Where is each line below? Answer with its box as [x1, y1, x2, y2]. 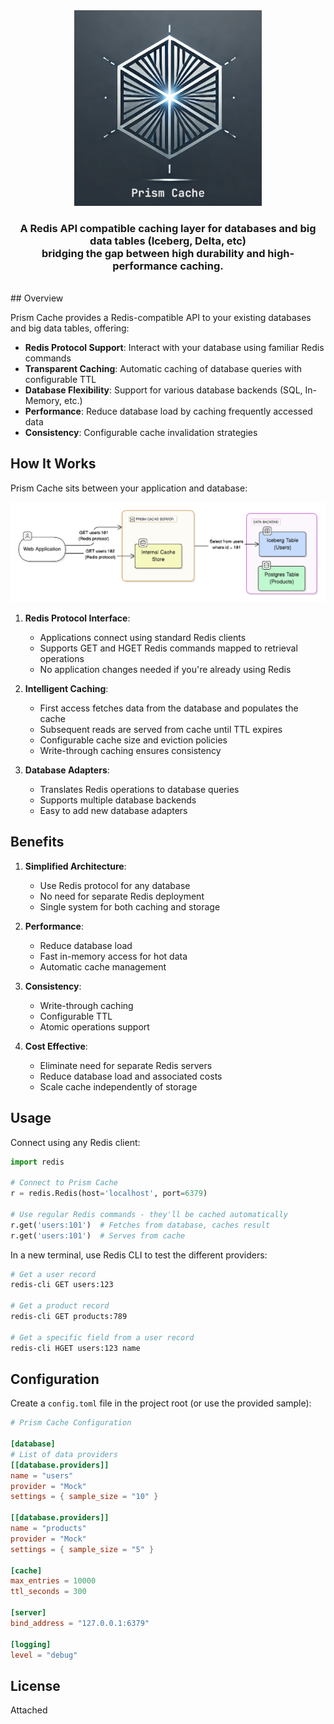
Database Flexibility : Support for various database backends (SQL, [24, 384, 303, 396]
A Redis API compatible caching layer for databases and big [19, 221, 317, 235]
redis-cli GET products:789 [10, 1312, 128, 1322]
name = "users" [10, 1470, 74, 1481]
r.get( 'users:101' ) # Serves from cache [10, 1230, 186, 1241]
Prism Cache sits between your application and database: [10, 482, 248, 494]
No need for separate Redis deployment [39, 890, 205, 902]
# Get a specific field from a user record [10, 1332, 195, 1343]
